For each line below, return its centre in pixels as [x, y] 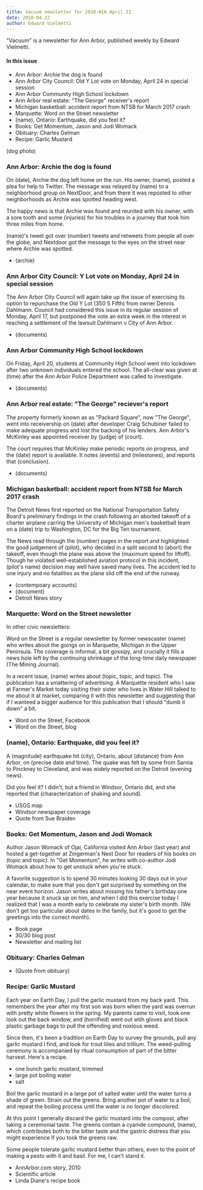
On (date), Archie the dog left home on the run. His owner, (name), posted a [101, 179]
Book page [28, 929]
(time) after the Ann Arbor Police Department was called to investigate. [95, 376]
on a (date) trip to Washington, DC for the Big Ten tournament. [84, 529]
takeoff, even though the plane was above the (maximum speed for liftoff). [99, 554]
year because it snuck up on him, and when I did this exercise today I [92, 898]
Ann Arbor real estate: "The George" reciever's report [87, 404]
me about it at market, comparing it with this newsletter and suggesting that [101, 696]
